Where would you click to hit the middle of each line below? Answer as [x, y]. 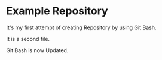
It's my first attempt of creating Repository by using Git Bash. [81, 27]
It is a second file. [28, 39]
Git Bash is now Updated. [37, 50]
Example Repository [57, 11]
